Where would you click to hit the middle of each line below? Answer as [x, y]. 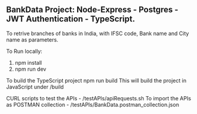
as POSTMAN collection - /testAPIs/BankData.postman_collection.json [93, 104]
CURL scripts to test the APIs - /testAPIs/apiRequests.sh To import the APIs [99, 98]
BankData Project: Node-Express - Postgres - [92, 10]
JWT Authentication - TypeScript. [71, 19]
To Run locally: [24, 51]
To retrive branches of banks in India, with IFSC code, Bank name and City [98, 33]
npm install [28, 62]
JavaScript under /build [35, 87]
